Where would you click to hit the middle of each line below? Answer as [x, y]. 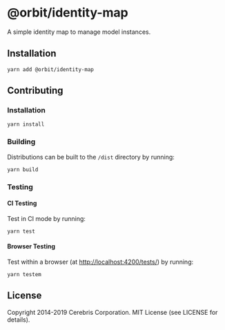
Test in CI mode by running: [47, 218]
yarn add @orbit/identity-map [51, 69]
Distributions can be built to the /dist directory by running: [91, 157]
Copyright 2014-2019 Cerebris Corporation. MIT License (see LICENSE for [112, 312]
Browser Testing [31, 246]
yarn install [26, 125]
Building [21, 142]
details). [19, 320]
